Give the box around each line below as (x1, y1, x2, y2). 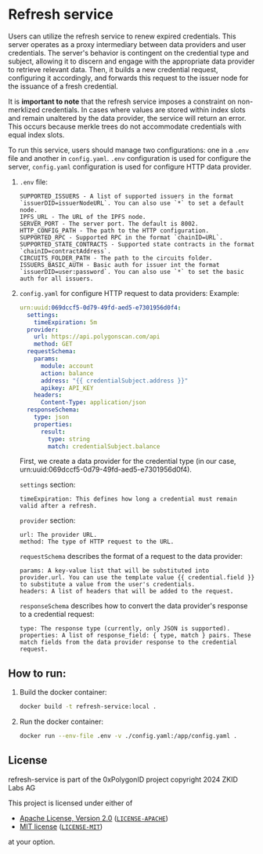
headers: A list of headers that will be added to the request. (19, 587, 234, 596)
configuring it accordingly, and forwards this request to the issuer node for (8, 73, 249, 82)
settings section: (19, 480, 76, 490)
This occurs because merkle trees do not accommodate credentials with (8, 122, 242, 131)
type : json (34, 414, 70, 422)
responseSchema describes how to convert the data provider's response (19, 601, 248, 611)
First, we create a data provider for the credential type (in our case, (19, 457, 236, 466)
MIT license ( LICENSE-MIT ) (19, 822, 103, 831)
